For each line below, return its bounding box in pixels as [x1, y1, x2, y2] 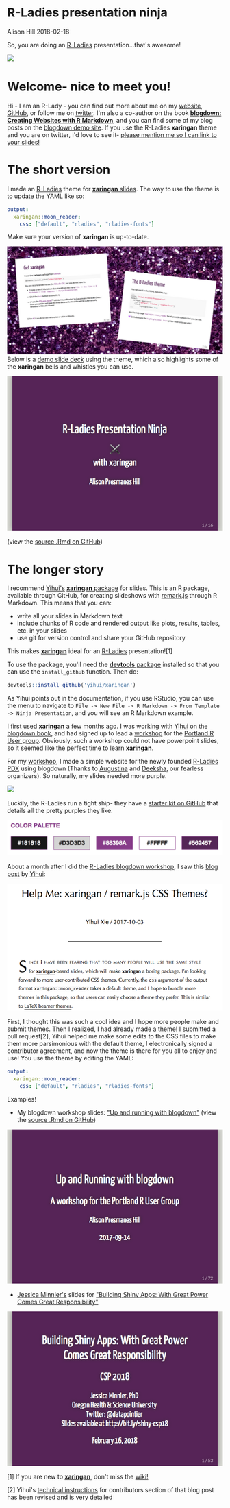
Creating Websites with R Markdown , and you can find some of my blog [7, 116, 214, 124]
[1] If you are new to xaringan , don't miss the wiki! [7, 1472, 149, 1481]
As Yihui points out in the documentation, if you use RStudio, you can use [7, 694, 214, 703]
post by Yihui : [7, 869, 46, 878]
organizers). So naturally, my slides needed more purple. [7, 772, 167, 780]
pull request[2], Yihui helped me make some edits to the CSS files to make [7, 1032, 216, 1041]
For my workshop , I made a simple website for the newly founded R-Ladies [7, 757, 219, 766]
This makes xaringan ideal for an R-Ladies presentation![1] [7, 647, 173, 655]
